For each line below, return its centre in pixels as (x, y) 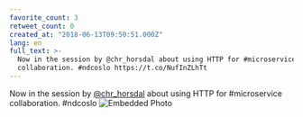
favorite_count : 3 (44, 18)
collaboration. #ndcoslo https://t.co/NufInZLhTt (112, 68)
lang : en (26, 43)
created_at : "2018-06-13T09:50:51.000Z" (87, 34)
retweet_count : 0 (42, 26)
